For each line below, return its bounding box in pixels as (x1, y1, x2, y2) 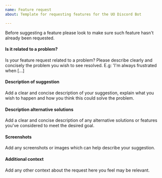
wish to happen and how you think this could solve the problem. (5, 95, 135, 101)
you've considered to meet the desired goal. (5, 123, 95, 129)
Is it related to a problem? (5, 46, 58, 52)
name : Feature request (5, 7, 52, 12)
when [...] (5, 68, 25, 73)
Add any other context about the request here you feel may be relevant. (5, 167, 150, 173)
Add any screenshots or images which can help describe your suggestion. (5, 145, 156, 151)
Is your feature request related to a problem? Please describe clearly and (5, 57, 153, 63)
